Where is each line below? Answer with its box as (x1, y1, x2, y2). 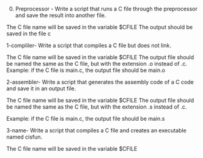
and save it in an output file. (6, 85, 76, 92)
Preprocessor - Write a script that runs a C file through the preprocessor (15, 5, 197, 12)
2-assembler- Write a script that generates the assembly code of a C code (6, 79, 194, 85)
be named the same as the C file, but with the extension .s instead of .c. (6, 103, 187, 110)
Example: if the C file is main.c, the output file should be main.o (6, 66, 166, 74)
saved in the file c (6, 30, 51, 37)
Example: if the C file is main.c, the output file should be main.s (6, 115, 165, 122)
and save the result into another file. (15, 12, 106, 19)
